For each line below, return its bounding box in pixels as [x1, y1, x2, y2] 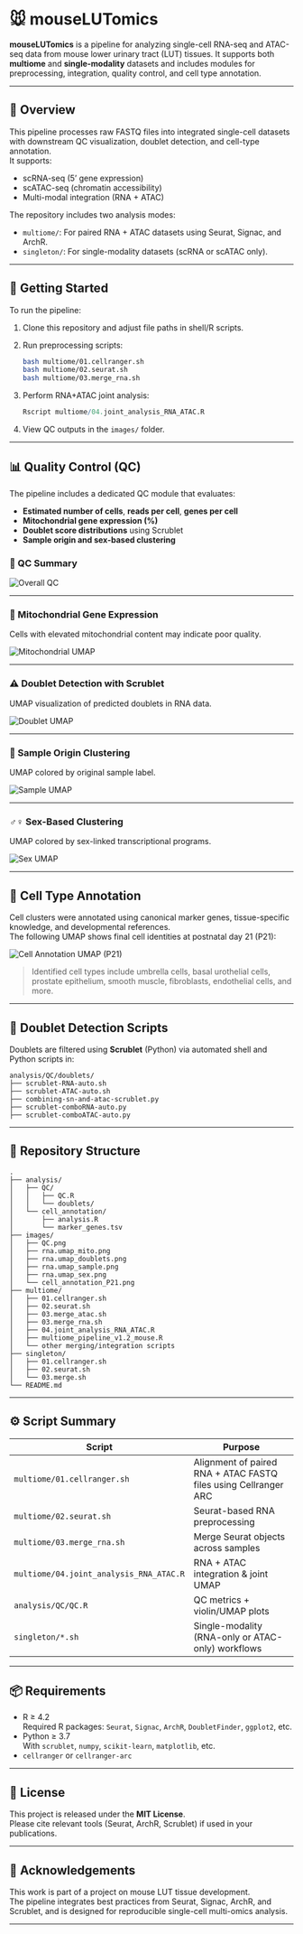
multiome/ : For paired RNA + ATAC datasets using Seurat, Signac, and [22, 227, 282, 237]
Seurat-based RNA [193, 1504, 275, 1517]
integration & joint [193, 1567, 269, 1580]
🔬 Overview [9, 102, 76, 117]
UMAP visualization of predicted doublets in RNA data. [9, 698, 212, 709]
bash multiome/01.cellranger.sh [22, 357, 144, 366]
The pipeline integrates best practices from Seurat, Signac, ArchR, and [9, 1896, 272, 1907]
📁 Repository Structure [9, 1143, 141, 1159]
